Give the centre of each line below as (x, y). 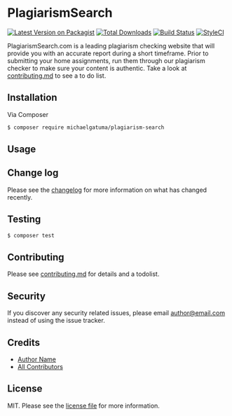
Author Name (37, 359)
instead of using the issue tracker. (56, 321)
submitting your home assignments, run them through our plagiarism (106, 60)
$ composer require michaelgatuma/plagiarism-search (86, 127)
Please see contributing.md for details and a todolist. (83, 274)
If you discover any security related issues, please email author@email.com (116, 313)
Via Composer (28, 114)
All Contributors (40, 366)
